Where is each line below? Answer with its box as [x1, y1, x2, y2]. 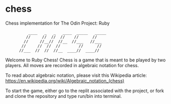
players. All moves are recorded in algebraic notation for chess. [5, 62, 139, 68]
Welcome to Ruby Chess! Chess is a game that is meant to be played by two [5, 57, 166, 63]
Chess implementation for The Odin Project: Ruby [5, 20, 110, 26]
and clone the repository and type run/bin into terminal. [5, 93, 122, 99]
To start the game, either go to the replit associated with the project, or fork [5, 88, 164, 94]
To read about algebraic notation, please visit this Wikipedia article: [5, 72, 147, 78]
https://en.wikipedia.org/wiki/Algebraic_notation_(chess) [5, 77, 124, 84]
